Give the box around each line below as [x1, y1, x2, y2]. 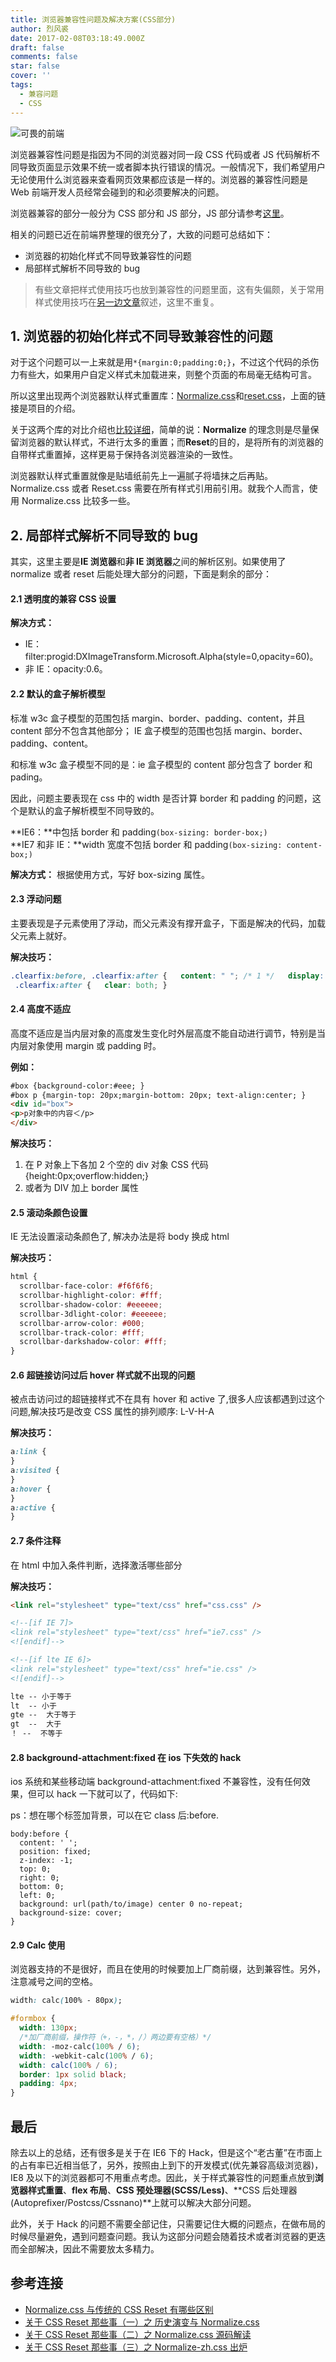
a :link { [10, 1447, 47, 1457]
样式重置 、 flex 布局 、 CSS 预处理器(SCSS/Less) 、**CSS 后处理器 [27, 2184, 298, 2196]
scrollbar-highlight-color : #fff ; [19, 1291, 163, 1301]
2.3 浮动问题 [10, 893, 62, 905]
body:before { [10, 1829, 70, 1840]
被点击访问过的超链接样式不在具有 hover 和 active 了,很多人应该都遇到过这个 [10, 1393, 325, 1405]
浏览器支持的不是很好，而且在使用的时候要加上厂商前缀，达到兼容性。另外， [10, 1963, 326, 1975]
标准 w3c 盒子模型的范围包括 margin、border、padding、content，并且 [10, 712, 306, 724]
